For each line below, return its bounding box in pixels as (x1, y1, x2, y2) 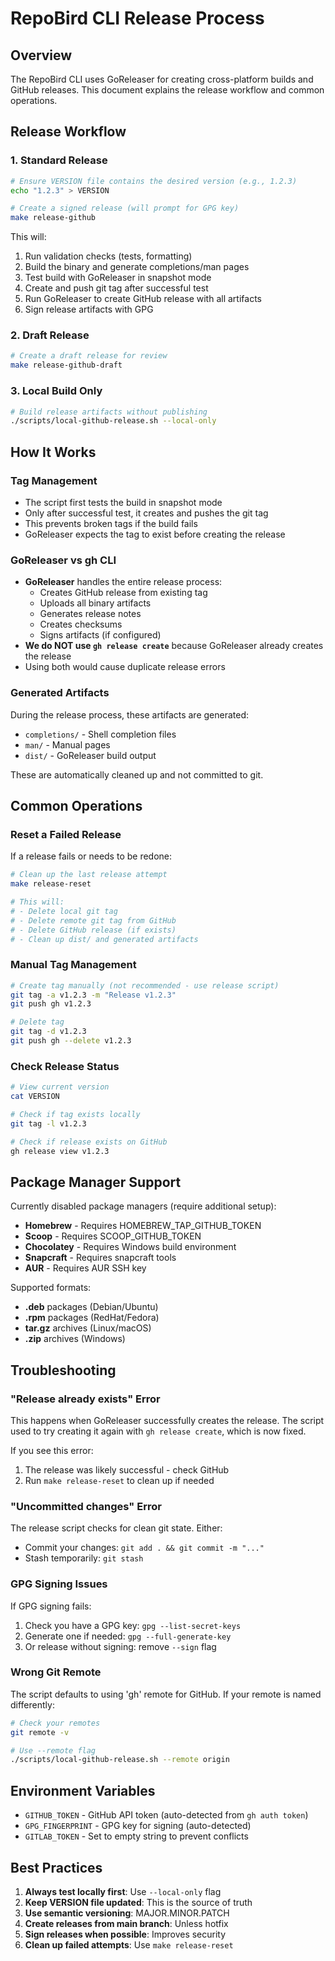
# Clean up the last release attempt (10, 870, 168, 880)
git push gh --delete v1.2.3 (10, 1036, 132, 1046)
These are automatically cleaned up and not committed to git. (10, 768, 264, 781)
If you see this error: (10, 1444, 94, 1456)
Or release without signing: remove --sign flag (24, 1640, 217, 1652)
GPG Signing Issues (10, 1577, 108, 1591)
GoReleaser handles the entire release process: (24, 576, 223, 588)
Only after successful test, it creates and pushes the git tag (24, 507, 269, 519)
